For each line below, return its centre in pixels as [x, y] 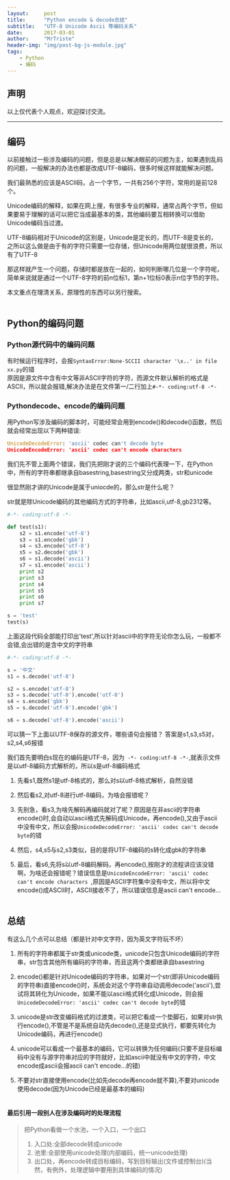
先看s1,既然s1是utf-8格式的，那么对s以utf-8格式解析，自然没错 [105, 780]
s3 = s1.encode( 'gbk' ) [52, 540]
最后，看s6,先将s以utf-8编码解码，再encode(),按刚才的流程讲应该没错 [115, 864]
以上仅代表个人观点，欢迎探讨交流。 [58, 112]
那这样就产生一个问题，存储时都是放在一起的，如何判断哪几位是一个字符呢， [115, 269]
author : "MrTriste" [41, 39]
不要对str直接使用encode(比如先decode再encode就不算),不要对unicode [118, 1080]
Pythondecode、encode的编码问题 [66, 406]
